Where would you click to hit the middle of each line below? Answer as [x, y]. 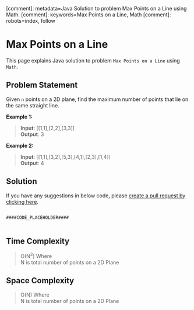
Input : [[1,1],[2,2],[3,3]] [47, 128]
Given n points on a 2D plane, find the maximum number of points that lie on [97, 99]
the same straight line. [33, 105]
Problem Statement [42, 85]
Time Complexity [38, 241]
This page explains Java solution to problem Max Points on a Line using [93, 60]
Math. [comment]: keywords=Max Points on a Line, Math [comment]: [89, 15]
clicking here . [22, 201]
